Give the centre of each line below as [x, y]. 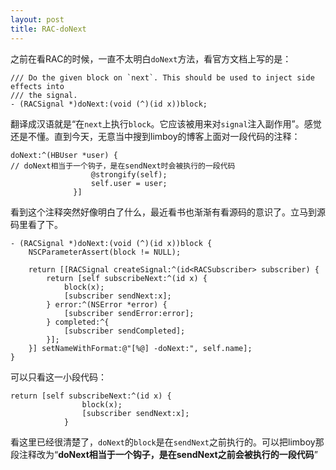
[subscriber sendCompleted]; [124, 331]
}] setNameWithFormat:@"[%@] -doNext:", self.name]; [140, 348]
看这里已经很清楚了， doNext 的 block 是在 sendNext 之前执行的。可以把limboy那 [167, 442]
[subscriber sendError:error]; [129, 313]
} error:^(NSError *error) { [107, 304]
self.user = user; [129, 183]
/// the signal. [44, 95]
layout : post [37, 19]
